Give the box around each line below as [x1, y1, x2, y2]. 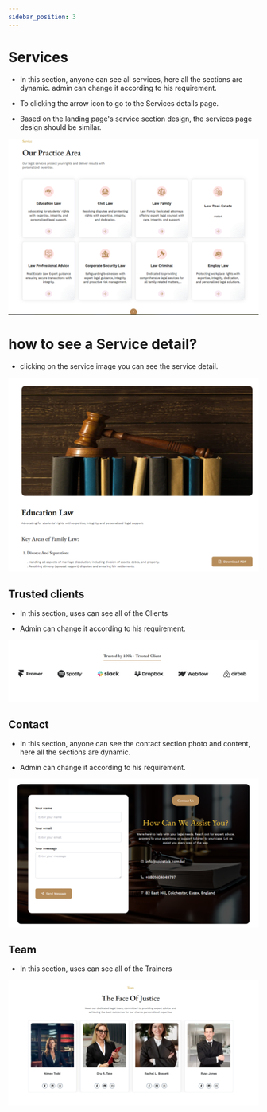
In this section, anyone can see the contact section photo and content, [19, 739, 251, 749]
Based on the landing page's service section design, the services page [19, 114, 253, 123]
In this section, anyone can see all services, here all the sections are [19, 74, 243, 84]
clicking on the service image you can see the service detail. [19, 361, 219, 370]
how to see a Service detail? [8, 335, 197, 354]
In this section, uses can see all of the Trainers [19, 964, 172, 973]
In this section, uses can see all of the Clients [19, 608, 168, 617]
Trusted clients [8, 587, 85, 601]
